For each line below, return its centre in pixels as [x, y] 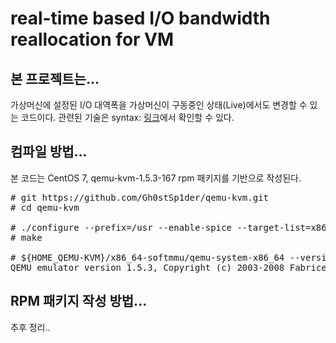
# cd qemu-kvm [45, 207]
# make [26, 237]
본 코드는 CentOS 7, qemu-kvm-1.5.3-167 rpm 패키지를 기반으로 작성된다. [156, 178]
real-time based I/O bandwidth [140, 18]
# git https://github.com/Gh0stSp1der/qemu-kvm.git [140, 197]
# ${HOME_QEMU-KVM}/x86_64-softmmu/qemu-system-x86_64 [147, 257]
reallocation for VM [92, 39]
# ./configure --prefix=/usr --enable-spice [121, 227]
